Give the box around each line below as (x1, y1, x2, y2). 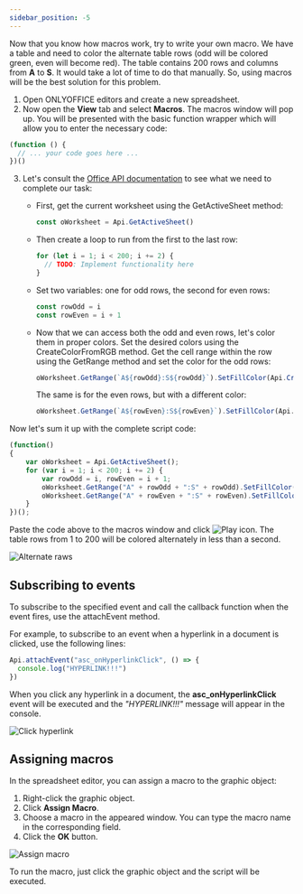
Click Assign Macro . (22, 803, 99, 814)
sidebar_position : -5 (9, 13, 91, 23)
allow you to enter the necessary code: (22, 123, 168, 134)
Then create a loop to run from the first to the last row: (35, 234, 239, 245)
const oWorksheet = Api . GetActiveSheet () (35, 218, 194, 227)
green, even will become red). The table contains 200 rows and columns (9, 57, 279, 68)
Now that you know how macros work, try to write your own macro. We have (9, 38, 294, 49)
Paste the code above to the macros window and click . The (9, 525, 275, 535)
